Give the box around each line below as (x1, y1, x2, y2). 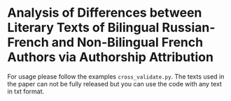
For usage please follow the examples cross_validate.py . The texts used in (7, 72, 225, 81)
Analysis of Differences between (7, 5, 202, 21)
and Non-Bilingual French (51, 35, 204, 50)
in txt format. (7, 87, 45, 95)
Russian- (162, 20, 216, 36)
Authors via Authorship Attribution (7, 49, 213, 65)
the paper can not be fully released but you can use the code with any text (7, 79, 223, 88)
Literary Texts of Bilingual (7, 20, 160, 36)
